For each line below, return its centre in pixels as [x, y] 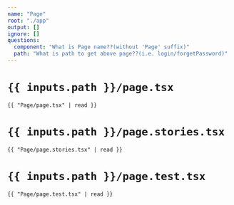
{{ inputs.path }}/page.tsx [91, 88]
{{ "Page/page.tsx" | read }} [52, 105]
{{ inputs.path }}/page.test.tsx [107, 176]
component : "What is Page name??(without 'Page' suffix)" [102, 47]
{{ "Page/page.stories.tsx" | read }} [65, 149]
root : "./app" [29, 21]
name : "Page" [27, 14]
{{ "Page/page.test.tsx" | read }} [60, 194]
